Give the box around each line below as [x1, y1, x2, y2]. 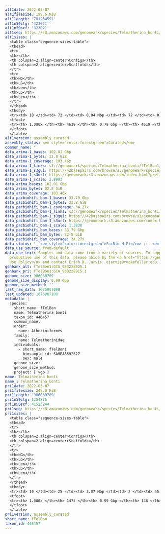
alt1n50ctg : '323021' [5, 21, 50, 26]
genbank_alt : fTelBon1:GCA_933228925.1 [5, 264, 87, 269]
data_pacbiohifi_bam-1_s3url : [5, 218, 67, 224]
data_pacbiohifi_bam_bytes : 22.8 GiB [5, 232, 82, 237]
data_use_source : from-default [5, 246, 69, 251]
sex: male [23, 356, 43, 361]
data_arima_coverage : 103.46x [5, 191, 67, 195]
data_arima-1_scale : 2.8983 [5, 177, 63, 182]
